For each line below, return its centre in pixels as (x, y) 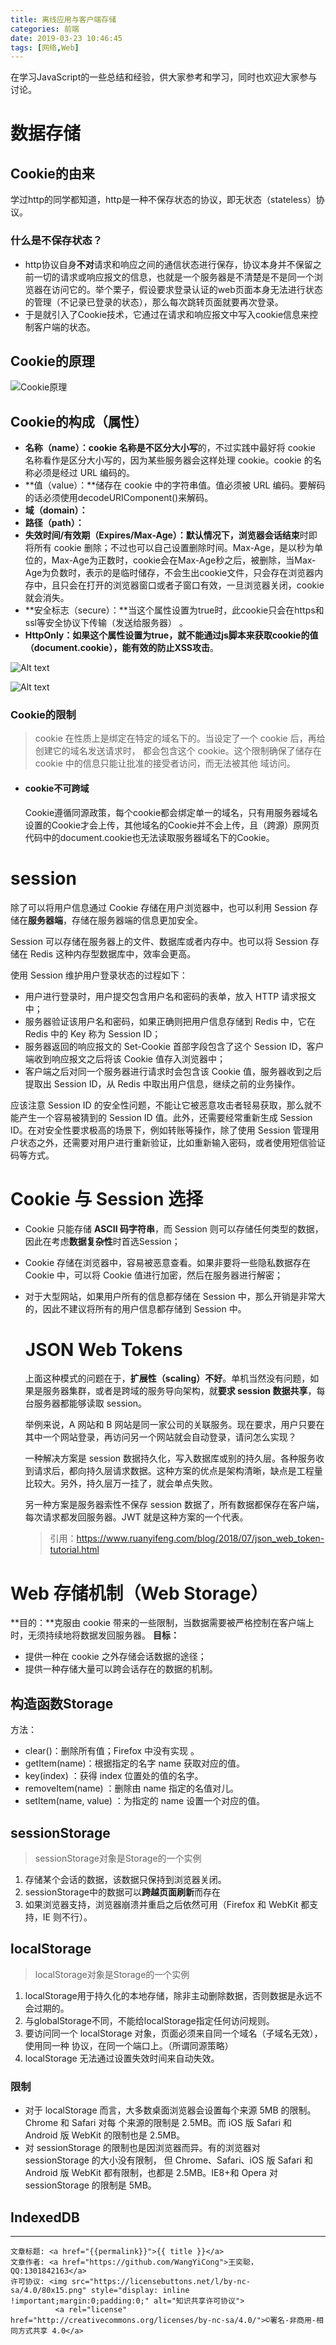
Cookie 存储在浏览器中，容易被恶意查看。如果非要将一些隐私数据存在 (167, 1262)
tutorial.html (74, 1550)
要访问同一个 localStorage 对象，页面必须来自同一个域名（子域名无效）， (173, 2033)
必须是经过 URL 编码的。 (84, 473)
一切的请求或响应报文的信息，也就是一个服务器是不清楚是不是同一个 (174, 277)
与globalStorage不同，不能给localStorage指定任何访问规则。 (149, 2020)
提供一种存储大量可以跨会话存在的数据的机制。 (121, 1669)
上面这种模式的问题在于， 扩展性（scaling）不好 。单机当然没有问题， (167, 1378)
